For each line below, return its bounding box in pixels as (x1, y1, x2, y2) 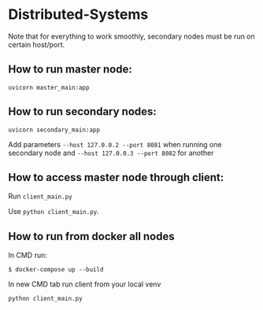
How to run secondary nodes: (8, 105, 157, 119)
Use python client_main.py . (8, 207, 100, 216)
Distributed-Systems (8, 6, 149, 24)
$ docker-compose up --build (8, 266, 104, 274)
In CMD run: (8, 250, 47, 260)
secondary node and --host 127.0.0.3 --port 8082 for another (8, 148, 214, 157)
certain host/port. (8, 39, 65, 49)
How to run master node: (8, 63, 132, 76)
